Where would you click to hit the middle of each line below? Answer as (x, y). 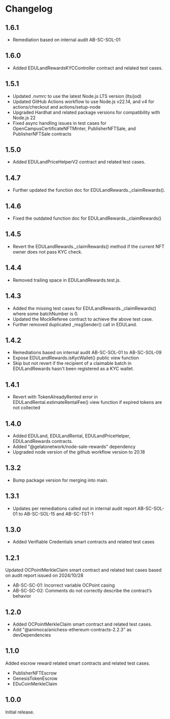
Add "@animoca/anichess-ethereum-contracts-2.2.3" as (72, 629)
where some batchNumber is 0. (45, 314)
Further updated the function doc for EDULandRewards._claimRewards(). (89, 190)
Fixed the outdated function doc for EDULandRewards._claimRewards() (87, 218)
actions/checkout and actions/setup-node (57, 107)
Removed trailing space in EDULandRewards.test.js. (66, 280)
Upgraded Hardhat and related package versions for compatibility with (86, 112)
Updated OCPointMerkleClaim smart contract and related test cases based (83, 570)
